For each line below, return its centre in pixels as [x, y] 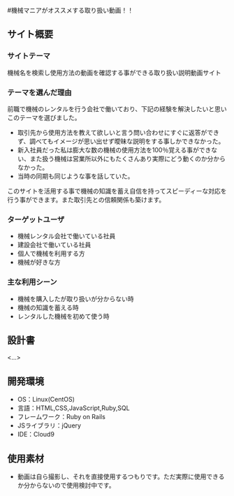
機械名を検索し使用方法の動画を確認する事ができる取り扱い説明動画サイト [114, 73]
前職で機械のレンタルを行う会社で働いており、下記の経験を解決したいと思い [117, 109]
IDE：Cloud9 [36, 435]
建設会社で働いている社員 [54, 245]
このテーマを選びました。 [44, 117]
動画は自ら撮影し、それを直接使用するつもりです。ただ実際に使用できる [121, 476]
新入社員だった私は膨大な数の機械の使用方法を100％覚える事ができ [114, 149]
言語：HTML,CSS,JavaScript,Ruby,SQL [74, 408]
